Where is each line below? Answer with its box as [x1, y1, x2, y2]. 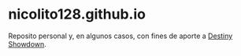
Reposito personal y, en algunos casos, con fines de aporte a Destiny [8, 31, 233, 40]
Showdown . [8, 39, 47, 48]
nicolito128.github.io [8, 5, 146, 23]
